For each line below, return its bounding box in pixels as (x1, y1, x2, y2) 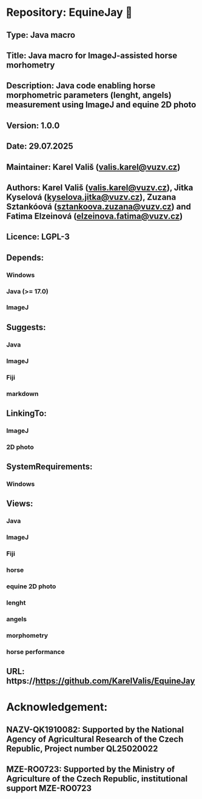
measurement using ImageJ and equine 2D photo (6, 100, 197, 110)
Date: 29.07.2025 (6, 141, 74, 152)
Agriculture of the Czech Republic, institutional (6, 773, 188, 784)
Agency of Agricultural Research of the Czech (6, 734, 184, 744)
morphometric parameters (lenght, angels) (6, 90, 172, 100)
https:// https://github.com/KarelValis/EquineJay (6, 676, 195, 686)
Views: (6, 499, 33, 509)
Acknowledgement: (6, 700, 108, 714)
